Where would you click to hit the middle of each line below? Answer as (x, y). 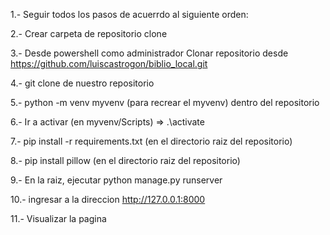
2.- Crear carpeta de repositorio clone (89, 33)
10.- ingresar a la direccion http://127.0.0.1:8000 (108, 199)
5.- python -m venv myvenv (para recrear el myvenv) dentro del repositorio (165, 102)
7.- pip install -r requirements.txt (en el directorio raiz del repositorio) (151, 141)
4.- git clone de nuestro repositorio (82, 83)
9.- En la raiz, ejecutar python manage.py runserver (116, 180)
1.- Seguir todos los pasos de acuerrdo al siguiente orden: (129, 14)
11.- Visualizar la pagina (58, 218)
